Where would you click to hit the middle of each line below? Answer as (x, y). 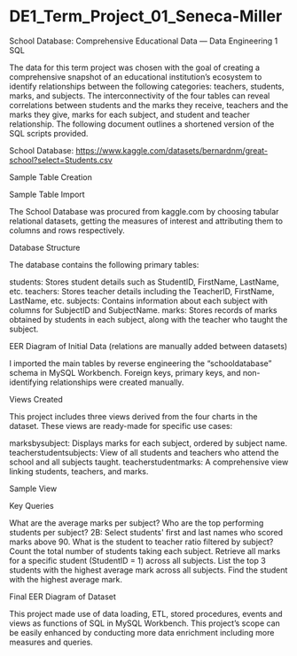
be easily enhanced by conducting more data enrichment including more (142, 632)
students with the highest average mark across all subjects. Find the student (148, 570)
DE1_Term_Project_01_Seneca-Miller (146, 16)
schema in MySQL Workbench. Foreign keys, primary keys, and (125, 372)
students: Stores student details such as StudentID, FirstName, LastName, (144, 282)
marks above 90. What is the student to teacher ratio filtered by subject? (141, 542)
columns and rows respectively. (67, 230)
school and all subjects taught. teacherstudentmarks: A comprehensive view (149, 462)
